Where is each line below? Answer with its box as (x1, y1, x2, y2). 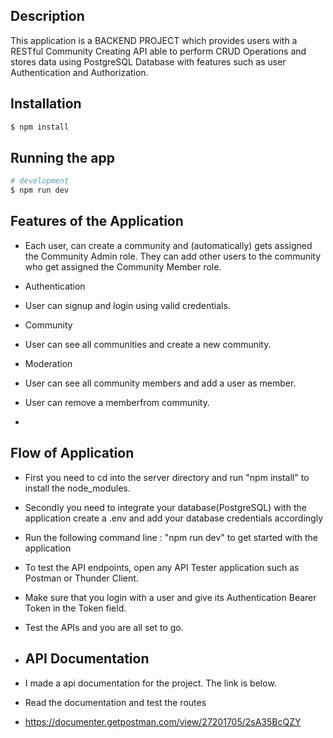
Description (10, 8, 85, 25)
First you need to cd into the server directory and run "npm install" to (24, 471, 310, 483)
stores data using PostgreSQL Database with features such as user (10, 55, 287, 68)
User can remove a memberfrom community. (24, 396, 210, 408)
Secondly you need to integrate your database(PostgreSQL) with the (24, 501, 307, 513)
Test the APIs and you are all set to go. (24, 621, 184, 633)
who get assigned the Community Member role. (24, 260, 222, 273)
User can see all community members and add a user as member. (24, 377, 297, 389)
